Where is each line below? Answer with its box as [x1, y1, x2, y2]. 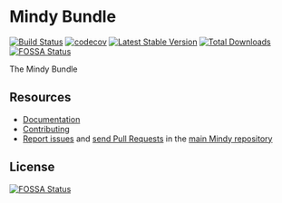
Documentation [22, 113, 81, 124]
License [9, 159, 55, 175]
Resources [9, 90, 72, 105]
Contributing [22, 123, 70, 134]
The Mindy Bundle [9, 63, 79, 74]
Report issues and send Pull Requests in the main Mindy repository [22, 133, 273, 144]
